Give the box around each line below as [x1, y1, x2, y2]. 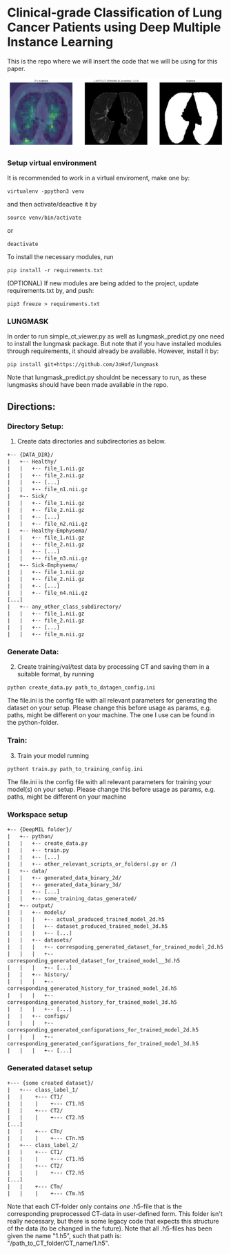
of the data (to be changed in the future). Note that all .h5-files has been [7, 1224, 212, 1233]
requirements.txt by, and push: [7, 287, 94, 295]
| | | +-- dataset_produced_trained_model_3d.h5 [7, 923, 168, 930]
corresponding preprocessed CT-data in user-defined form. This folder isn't [7, 1210, 223, 1218]
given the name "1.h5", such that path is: [7, 1232, 122, 1240]
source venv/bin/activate [7, 214, 81, 222]
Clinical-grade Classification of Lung [7, 5, 223, 21]
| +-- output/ [7, 902, 54, 909]
